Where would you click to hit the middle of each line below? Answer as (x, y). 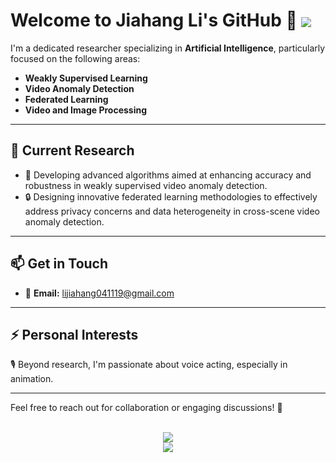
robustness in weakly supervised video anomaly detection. (146, 185)
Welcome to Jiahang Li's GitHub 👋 (154, 20)
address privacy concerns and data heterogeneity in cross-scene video (172, 211)
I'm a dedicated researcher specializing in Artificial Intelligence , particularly (168, 48)
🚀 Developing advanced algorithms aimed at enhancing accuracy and (168, 175)
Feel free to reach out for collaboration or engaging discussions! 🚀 (146, 408)
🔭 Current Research (72, 150)
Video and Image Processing (86, 110)
